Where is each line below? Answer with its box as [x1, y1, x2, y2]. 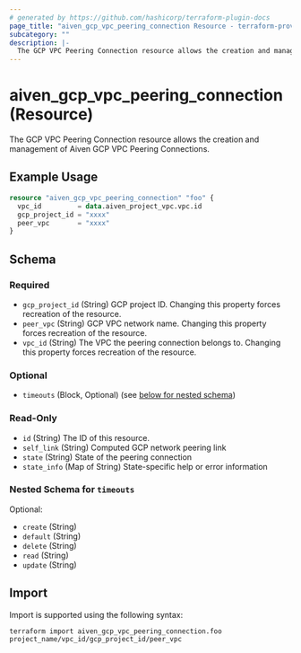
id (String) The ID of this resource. [21, 432, 150, 443]
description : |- [9, 38, 70, 48]
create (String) [21, 521, 78, 532]
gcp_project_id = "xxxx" [17, 210, 110, 219]
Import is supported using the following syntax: [9, 609, 184, 620]
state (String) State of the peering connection [21, 451, 193, 463]
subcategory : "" [9, 30, 70, 39]
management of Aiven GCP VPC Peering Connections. [9, 144, 211, 154]
